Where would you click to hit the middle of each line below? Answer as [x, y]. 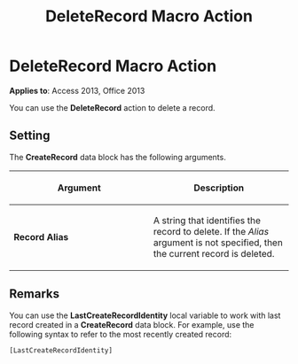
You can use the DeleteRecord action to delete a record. [112, 107]
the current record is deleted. [214, 253]
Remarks [35, 294]
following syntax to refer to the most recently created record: [121, 334]
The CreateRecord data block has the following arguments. [118, 157]
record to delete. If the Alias [211, 231]
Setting [30, 136]
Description [219, 188]
